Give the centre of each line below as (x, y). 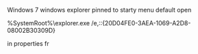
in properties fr (28, 43)
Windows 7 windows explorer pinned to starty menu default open (99, 10)
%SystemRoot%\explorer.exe (49, 23)
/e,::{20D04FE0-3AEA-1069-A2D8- (141, 23)
